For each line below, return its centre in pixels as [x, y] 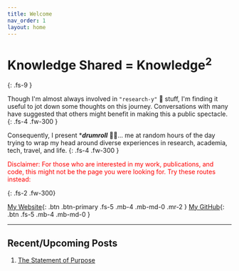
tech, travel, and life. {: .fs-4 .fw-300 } [63, 150]
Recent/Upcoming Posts [63, 244]
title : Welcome [30, 14]
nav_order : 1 [27, 21]
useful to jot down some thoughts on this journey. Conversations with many [118, 106]
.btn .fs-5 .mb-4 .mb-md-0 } [49, 214]
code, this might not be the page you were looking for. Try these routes [111, 171]
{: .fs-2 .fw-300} [32, 193]
